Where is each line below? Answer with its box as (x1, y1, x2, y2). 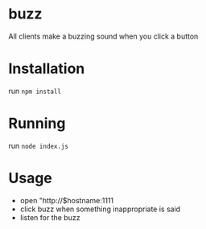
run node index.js (8, 141, 68, 150)
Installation (8, 59, 85, 78)
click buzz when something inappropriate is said (19, 204, 181, 214)
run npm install (8, 86, 62, 96)
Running (8, 114, 66, 133)
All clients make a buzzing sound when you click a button (8, 31, 199, 41)
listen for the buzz (19, 212, 80, 222)
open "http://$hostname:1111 (19, 195, 114, 205)
